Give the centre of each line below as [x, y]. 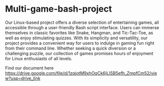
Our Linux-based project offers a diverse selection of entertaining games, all [82, 22]
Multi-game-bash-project [59, 9]
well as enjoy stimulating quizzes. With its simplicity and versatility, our [76, 38]
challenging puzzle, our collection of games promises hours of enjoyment [79, 53]
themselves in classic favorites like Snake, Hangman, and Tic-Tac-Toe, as [79, 33]
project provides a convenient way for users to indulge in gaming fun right [80, 43]
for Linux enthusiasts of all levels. [39, 58]
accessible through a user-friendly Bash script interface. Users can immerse [82, 27]
